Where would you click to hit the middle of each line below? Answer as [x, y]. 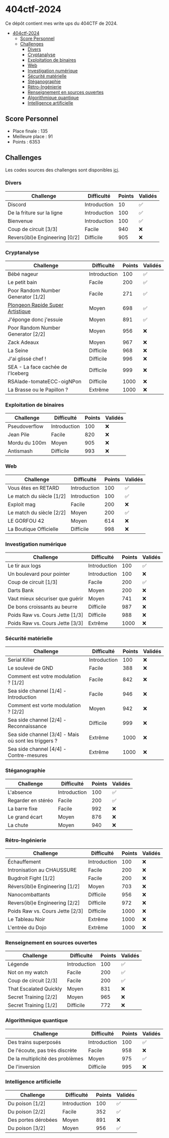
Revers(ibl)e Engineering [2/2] [44, 902]
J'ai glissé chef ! [27, 359]
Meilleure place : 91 [32, 136]
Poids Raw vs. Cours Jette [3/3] [46, 623]
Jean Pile [19, 435]
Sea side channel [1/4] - [37, 691]
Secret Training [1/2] [33, 1006]
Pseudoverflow [26, 427]
